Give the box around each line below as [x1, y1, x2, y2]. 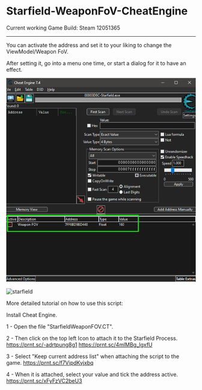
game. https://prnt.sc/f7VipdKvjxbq [6, 359, 94, 366]
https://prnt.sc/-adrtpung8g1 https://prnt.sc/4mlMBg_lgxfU [6, 341, 153, 348]
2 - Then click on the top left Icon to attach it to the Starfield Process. [6, 335, 178, 342]
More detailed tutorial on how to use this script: [6, 300, 123, 307]
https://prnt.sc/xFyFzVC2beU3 [6, 377, 82, 385]
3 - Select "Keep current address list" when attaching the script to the [6, 353, 179, 360]
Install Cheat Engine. [6, 312, 57, 319]
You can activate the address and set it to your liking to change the [6, 41, 172, 49]
